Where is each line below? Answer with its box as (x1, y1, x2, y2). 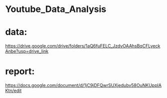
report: (5, 66, 35, 77)
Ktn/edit (5, 87, 22, 93)
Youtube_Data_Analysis (5, 3, 106, 15)
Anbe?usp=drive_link (5, 48, 49, 54)
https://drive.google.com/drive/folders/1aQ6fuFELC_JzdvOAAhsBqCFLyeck (5, 43, 160, 49)
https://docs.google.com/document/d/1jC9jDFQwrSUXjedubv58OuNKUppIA (5, 82, 161, 88)
